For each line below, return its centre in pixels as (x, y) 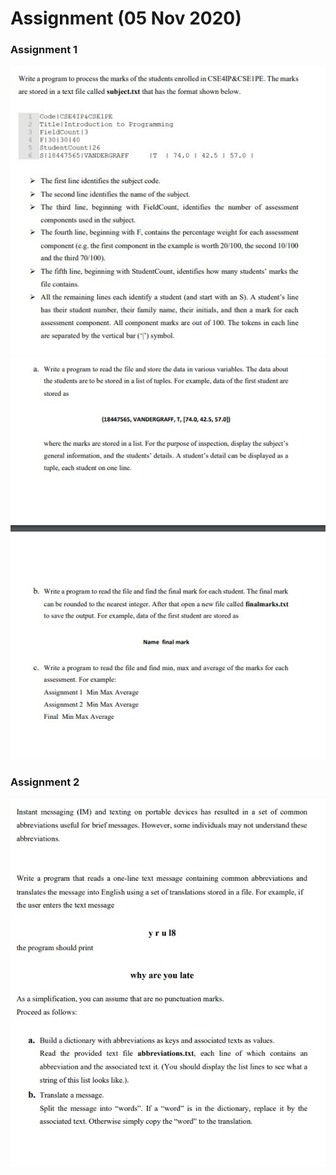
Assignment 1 (44, 50)
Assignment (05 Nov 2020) (126, 18)
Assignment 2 (45, 782)
